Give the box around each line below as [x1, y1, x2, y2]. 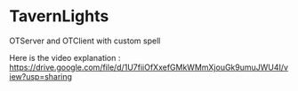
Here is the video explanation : [9, 52, 121, 63]
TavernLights [9, 6, 109, 27]
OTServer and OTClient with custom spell [9, 35, 161, 46]
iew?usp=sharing [9, 71, 73, 81]
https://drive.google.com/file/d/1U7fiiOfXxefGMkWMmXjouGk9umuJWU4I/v [9, 62, 289, 72]
